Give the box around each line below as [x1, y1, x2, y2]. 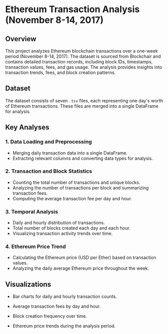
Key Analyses [5, 123, 49, 132]
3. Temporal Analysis [5, 208, 59, 215]
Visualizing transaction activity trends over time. [12, 231, 113, 237]
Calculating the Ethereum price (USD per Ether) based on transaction [12, 254, 156, 261]
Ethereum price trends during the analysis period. [12, 323, 116, 329]
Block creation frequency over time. [12, 313, 87, 319]
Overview [5, 34, 37, 43]
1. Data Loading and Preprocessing [5, 138, 92, 145]
